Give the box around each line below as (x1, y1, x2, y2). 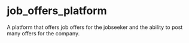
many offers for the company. (7, 29, 80, 37)
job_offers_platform (7, 4, 107, 18)
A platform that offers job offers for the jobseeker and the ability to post (7, 24, 183, 31)
